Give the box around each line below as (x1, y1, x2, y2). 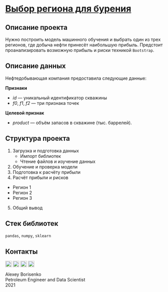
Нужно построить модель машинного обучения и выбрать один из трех (5, 36, 161, 42)
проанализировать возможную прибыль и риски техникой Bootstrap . (5, 47, 155, 53)
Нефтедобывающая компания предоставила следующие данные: (5, 75, 147, 81)
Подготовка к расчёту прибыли (12, 169, 81, 175)
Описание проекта (5, 23, 68, 32)
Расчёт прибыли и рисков (12, 174, 69, 181)
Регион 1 (12, 184, 31, 190)
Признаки (5, 85, 27, 91)
